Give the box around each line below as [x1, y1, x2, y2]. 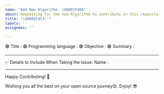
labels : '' [5, 21, 27, 26]
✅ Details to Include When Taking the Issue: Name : [5, 59, 109, 65]
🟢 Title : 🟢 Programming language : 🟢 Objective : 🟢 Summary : [5, 44, 135, 49]
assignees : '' [5, 25, 34, 30]
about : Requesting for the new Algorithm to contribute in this [5, 12, 139, 17]
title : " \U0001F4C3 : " [5, 16, 51, 21]
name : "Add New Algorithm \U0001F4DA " [5, 7, 86, 12]
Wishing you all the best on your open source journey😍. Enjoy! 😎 [5, 83, 138, 89]
